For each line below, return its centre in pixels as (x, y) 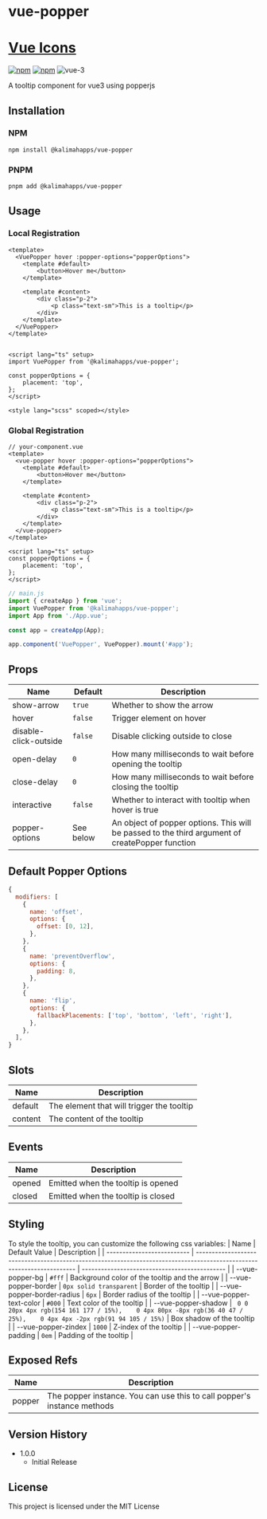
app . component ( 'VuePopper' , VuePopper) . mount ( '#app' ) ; (101, 644)
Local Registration (44, 234)
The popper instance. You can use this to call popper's (149, 1396)
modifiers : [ (37, 897)
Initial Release (54, 1462)
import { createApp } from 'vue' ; (66, 600)
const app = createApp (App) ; (56, 630)
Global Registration (46, 431)
